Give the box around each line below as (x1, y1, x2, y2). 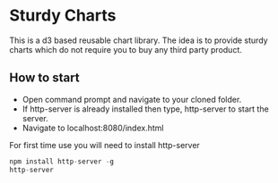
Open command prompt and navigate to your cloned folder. (22, 94, 242, 104)
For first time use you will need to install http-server (9, 139, 200, 150)
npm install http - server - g (9, 157, 115, 166)
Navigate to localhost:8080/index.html (22, 122, 164, 133)
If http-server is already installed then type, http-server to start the (22, 104, 269, 114)
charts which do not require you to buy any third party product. (9, 44, 242, 54)
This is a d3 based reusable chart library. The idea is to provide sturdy (9, 35, 268, 46)
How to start (9, 71, 80, 86)
